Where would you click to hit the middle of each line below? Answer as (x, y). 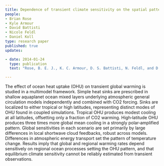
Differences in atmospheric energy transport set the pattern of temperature (81, 138)
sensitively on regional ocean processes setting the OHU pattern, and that (80, 149)
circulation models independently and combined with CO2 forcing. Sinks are (82, 102)
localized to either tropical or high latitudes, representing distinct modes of (80, 107)
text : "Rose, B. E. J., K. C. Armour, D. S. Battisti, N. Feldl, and (82, 68)
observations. (19, 159)
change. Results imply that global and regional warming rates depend (75, 144)
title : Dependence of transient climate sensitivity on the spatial (76, 10)
